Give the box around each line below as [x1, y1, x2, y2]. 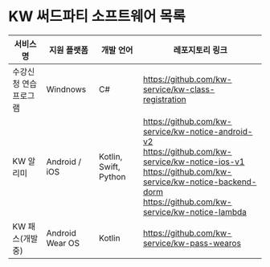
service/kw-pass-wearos [143, 237, 241, 249]
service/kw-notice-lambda [143, 206, 247, 217]
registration [143, 93, 186, 105]
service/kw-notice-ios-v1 [143, 156, 245, 167]
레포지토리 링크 [173, 44, 227, 55]
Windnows [46, 84, 87, 95]
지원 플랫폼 [48, 44, 88, 55]
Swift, [99, 161, 121, 172]
